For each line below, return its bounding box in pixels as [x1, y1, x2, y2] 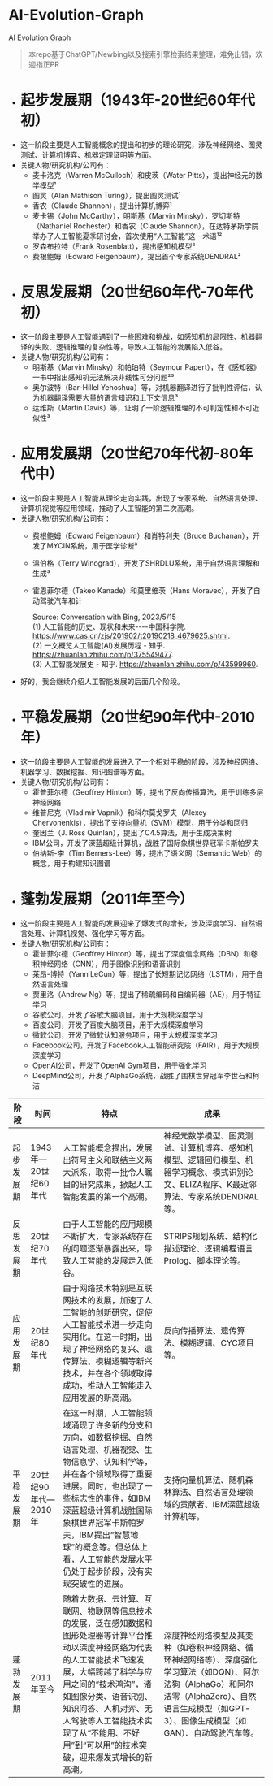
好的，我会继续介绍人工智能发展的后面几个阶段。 [19, 676, 184, 686]
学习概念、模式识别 [171, 1166, 245, 1177]
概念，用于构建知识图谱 [32, 858, 111, 868]
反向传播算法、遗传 [163, 1324, 237, 1336]
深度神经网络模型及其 [163, 1629, 245, 1641]
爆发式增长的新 [95, 1751, 153, 1762]
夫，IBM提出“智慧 [63, 1529, 131, 1541]
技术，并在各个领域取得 [63, 1368, 153, 1379]
